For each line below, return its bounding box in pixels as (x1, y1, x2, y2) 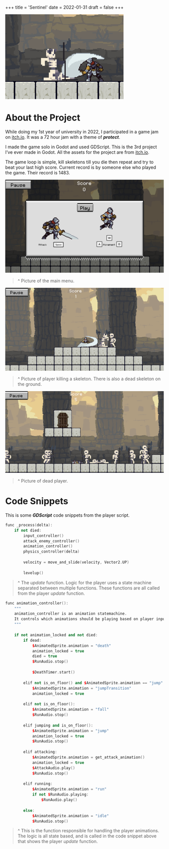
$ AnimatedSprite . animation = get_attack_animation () (32, 755, 145, 760)
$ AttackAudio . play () (32, 765, 75, 770)
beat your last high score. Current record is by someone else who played (5, 164, 156, 170)
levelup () (23, 570, 44, 575)
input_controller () (23, 533, 64, 538)
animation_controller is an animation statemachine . (14, 611, 127, 617)
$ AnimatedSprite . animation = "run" (32, 786, 107, 792)
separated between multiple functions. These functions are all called (17, 585, 160, 591)
